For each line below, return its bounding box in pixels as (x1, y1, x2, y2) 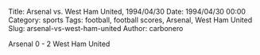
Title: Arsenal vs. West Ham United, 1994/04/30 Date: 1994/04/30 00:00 (8, 7, 246, 16)
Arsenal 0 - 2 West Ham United (8, 39, 111, 49)
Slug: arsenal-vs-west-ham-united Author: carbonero (8, 24, 184, 33)
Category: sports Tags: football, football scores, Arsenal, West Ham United (8, 15, 253, 25)
